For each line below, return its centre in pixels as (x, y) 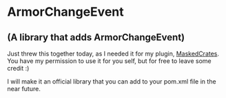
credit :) (18, 68)
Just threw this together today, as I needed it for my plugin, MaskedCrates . (113, 53)
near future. (24, 89)
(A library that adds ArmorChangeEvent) (96, 37)
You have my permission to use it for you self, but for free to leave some (109, 61)
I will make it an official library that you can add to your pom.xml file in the (112, 82)
